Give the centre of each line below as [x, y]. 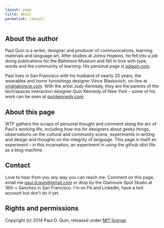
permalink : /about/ [25, 19]
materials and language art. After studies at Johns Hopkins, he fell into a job [82, 56]
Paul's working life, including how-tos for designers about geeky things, [78, 129]
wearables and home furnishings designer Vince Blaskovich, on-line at [76, 81]
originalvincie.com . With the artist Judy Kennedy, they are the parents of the [82, 86]
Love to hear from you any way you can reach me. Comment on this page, [80, 177]
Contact [18, 165]
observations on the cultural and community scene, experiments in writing [80, 134]
